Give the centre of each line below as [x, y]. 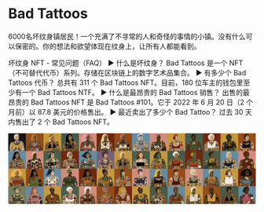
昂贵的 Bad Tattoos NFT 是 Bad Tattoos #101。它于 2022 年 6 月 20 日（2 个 [131, 102]
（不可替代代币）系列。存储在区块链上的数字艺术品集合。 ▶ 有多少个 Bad [127, 72]
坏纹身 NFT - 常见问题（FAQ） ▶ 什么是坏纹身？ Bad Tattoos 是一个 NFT [126, 63]
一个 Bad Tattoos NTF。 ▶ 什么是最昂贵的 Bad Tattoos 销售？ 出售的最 [136, 92]
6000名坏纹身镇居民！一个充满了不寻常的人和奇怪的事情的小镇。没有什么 [127, 36]
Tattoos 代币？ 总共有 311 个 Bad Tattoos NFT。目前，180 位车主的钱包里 [126, 82]
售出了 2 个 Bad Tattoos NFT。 [64, 122]
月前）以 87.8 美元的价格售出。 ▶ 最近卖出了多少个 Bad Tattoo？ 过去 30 [126, 111]
